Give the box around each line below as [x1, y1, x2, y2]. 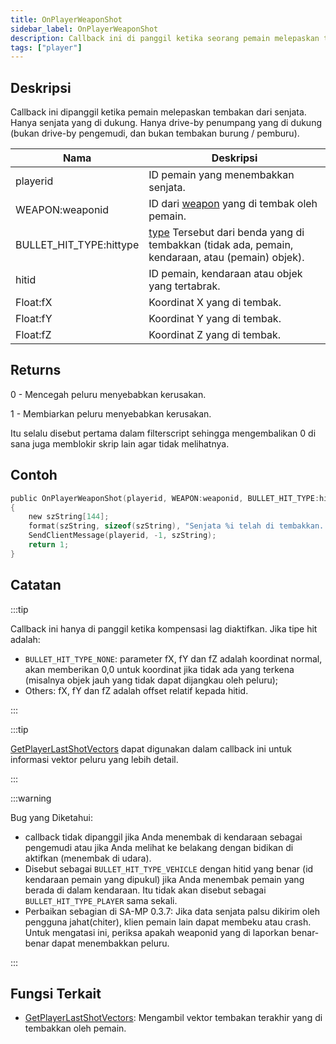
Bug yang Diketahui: [10, 811, 93, 823]
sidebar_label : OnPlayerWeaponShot [10, 24, 159, 34]
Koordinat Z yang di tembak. [148, 328, 282, 342]
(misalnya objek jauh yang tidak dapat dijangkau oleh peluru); [24, 674, 279, 686]
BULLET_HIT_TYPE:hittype [15, 238, 140, 252]
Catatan [10, 577, 62, 594]
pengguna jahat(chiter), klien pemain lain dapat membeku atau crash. [24, 916, 312, 928]
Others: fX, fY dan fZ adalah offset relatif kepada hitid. [24, 684, 249, 696]
